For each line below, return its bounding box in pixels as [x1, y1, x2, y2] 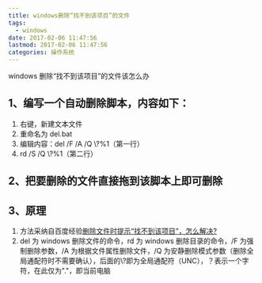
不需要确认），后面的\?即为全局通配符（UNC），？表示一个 [54, 256, 243, 266]
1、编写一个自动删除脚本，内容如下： [8, 97, 190, 110]
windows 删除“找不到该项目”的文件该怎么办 [8, 71, 150, 80]
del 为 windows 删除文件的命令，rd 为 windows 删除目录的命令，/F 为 [19, 236, 247, 246]
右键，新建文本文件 [19, 119, 83, 128]
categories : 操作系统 [8, 48, 75, 56]
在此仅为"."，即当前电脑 [33, 266, 111, 276]
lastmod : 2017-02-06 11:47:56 [8, 41, 108, 49]
